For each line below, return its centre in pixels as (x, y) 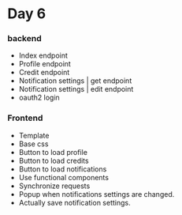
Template (34, 135)
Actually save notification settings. (74, 202)
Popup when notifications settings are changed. (97, 194)
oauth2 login (39, 98)
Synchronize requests (54, 186)
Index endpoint (43, 55)
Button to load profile (53, 152)
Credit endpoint (44, 73)
